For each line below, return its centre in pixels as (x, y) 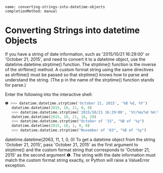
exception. (16, 165)
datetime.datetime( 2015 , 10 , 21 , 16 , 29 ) (54, 117)
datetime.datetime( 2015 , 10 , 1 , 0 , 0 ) (51, 126)
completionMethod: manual (31, 11)
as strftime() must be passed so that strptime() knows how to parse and (77, 75)
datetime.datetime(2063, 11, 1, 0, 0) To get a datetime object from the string (80, 140)
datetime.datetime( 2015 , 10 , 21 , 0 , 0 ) (52, 108)
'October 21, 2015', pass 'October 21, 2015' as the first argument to (72, 145)
